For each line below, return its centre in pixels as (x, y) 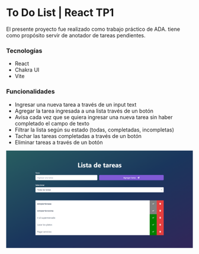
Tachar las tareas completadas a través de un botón (78, 136)
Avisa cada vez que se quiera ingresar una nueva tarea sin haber (94, 117)
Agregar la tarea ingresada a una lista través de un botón (84, 111)
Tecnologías (24, 50)
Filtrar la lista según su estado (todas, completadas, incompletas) (94, 130)
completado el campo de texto (52, 123)
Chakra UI (27, 70)
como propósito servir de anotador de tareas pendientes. (76, 35)
